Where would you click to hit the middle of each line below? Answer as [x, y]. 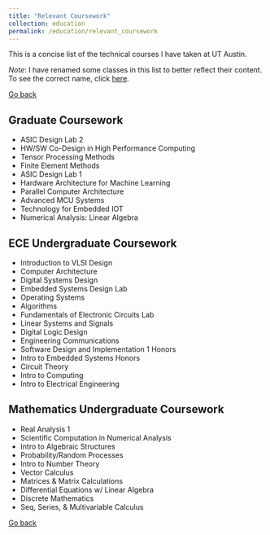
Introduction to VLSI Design [66, 263]
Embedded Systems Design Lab [74, 289]
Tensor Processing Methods [67, 157]
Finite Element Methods [60, 166]
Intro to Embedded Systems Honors [80, 358]
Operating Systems [52, 297]
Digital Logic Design [54, 332]
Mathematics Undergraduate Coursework [116, 409]
